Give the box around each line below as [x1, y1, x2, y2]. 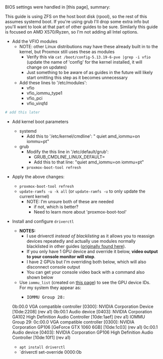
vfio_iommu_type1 [26, 90, 63, 96]
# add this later [5, 110, 40, 115]
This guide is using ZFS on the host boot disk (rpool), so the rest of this [5, 14, 147, 19]
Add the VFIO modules [12, 38, 58, 44]
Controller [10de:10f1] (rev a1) [12, 334, 71, 340]
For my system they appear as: [19, 285, 81, 290]
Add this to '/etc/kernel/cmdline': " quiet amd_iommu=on [26, 133, 140, 139]
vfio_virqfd [26, 101, 48, 106]
